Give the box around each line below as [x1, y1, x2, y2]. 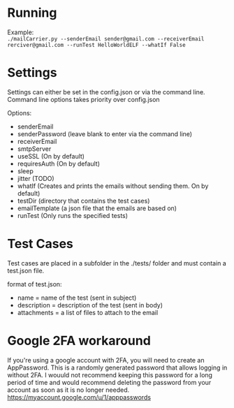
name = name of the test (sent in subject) [17, 293, 137, 302]
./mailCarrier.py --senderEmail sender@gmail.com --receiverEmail [7, 35, 205, 43]
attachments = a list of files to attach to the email [17, 308, 159, 316]
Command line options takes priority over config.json [7, 95, 160, 103]
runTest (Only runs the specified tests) [17, 211, 128, 219]
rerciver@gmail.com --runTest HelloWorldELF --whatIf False [7, 41, 187, 48]
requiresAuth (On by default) [17, 159, 100, 168]
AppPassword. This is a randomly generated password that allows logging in [7, 363, 228, 372]
